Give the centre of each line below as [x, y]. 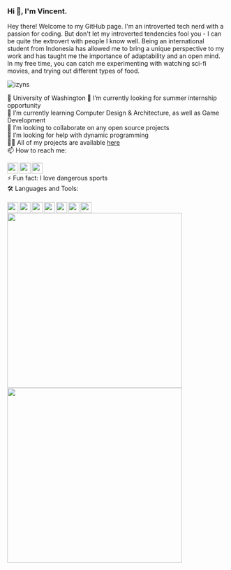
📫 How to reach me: [37, 150]
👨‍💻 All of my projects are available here [64, 143]
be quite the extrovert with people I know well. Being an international [106, 41]
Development [27, 120]
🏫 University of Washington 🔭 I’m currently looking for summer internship [112, 98]
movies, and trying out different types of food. [74, 71]
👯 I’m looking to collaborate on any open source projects [88, 128]
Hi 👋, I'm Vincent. [37, 11]
